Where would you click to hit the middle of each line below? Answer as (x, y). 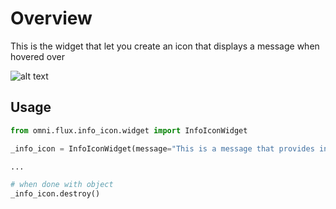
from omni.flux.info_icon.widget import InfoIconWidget (129, 130)
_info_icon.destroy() (55, 194)
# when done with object (62, 185)
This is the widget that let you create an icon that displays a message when (165, 46)
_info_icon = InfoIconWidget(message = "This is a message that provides (162, 148)
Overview (51, 18)
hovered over (38, 56)
